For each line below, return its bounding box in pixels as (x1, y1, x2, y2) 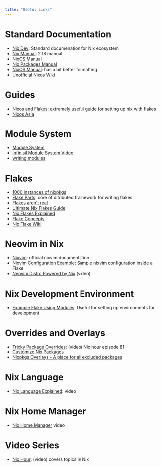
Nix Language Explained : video (12, 388, 76, 394)
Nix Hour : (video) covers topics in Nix (12, 456, 89, 462)
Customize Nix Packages (12, 349, 64, 355)
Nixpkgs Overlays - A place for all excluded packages (12, 354, 123, 360)
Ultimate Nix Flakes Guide (12, 205, 66, 211)
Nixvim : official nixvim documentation (12, 255, 89, 261)
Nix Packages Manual (12, 61, 57, 67)
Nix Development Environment (5, 288, 134, 299)
